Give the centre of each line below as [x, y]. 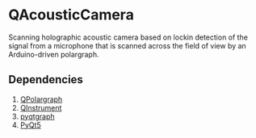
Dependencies [46, 79]
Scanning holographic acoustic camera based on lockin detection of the [128, 37]
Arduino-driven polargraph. [54, 54]
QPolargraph [41, 99]
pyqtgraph [37, 116]
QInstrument [41, 107]
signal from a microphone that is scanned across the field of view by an [127, 45]
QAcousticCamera [71, 15]
